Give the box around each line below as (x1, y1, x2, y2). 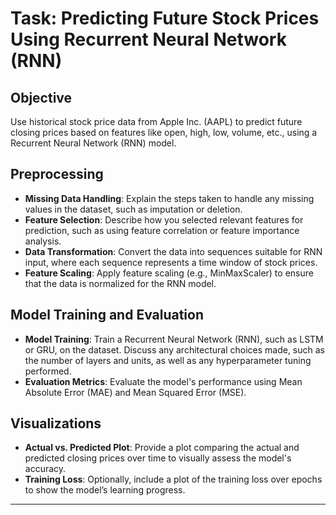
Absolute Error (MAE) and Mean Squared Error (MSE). (24, 386, 247, 398)
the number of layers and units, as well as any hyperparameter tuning (24, 354, 312, 366)
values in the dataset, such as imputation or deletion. (24, 203, 243, 215)
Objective (10, 89, 73, 106)
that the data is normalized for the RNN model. (24, 277, 217, 289)
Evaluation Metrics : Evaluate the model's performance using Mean (24, 375, 303, 387)
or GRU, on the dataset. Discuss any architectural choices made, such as (24, 343, 325, 356)
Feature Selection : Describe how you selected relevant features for (24, 213, 304, 226)
